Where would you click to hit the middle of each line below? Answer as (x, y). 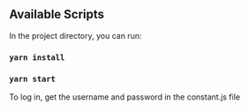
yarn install (37, 57)
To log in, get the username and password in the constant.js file (125, 97)
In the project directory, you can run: (75, 35)
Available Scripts (57, 15)
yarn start (32, 79)
